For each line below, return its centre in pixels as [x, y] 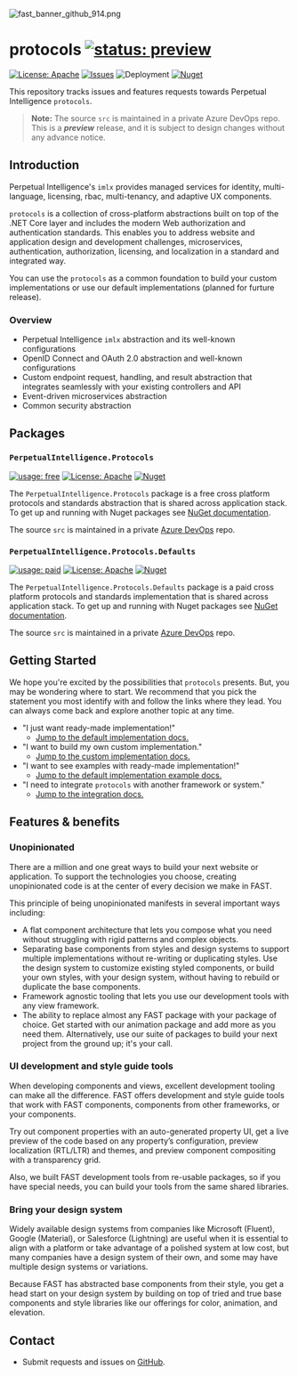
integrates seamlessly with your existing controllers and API [132, 387]
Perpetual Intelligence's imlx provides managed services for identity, [135, 186]
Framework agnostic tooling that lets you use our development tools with [155, 996]
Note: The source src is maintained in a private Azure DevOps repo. [155, 118]
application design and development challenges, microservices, [126, 241]
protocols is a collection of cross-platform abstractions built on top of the [144, 213]
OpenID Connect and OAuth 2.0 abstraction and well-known [132, 358]
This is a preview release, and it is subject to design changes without [158, 127]
